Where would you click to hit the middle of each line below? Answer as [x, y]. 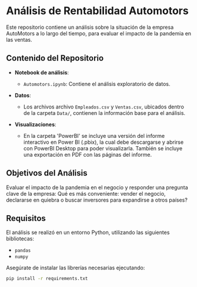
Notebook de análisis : [42, 72]
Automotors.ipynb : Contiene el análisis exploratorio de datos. [97, 84]
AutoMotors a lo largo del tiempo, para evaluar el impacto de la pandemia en [99, 33]
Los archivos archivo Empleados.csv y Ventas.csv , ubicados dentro [103, 107]
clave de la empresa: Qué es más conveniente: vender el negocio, [86, 193]
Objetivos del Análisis [47, 173]
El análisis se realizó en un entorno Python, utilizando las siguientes [88, 232]
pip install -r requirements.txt [47, 279]
